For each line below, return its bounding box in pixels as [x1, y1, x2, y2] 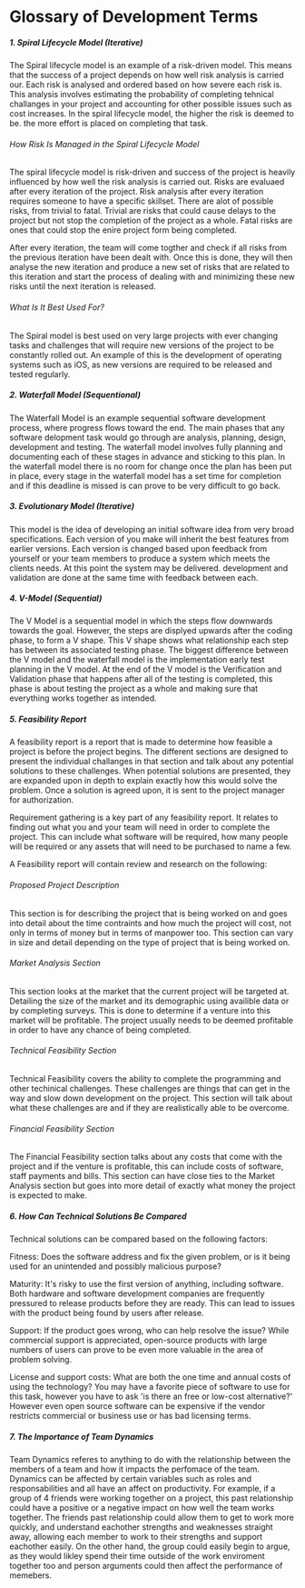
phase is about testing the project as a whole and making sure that [9, 684, 259, 694]
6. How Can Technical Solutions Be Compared [9, 1211, 188, 1222]
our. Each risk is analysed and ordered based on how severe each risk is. [9, 79, 283, 90]
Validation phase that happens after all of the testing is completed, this [9, 674, 273, 684]
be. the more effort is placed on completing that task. [9, 118, 209, 129]
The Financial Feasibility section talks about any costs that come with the [9, 1152, 283, 1163]
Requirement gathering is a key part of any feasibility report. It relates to [9, 812, 279, 824]
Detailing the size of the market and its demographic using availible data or [9, 995, 290, 1006]
